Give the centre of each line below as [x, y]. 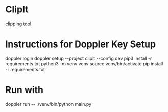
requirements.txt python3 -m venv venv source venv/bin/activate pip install [84, 64]
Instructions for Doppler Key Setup [81, 44]
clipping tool [18, 24]
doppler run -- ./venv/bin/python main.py [49, 104]
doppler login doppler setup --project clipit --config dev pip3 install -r [79, 58]
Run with [25, 90]
